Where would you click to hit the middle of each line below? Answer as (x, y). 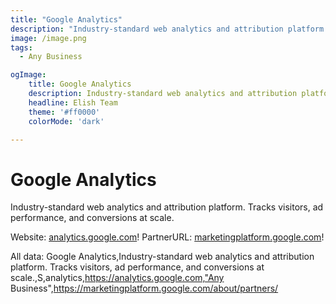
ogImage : (28, 75)
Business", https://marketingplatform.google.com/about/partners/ (144, 288)
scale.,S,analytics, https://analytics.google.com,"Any (117, 278)
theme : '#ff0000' (64, 112)
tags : (21, 47)
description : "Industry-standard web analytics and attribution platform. (169, 29)
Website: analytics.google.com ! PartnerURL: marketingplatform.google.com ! (167, 237)
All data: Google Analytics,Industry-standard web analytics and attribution (162, 257)
